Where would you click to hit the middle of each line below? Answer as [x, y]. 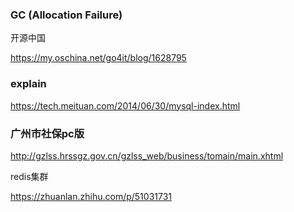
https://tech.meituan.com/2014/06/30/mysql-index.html [125, 105]
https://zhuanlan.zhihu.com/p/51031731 [91, 196]
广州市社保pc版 [47, 133]
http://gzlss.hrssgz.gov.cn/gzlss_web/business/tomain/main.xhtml [147, 155]
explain [28, 84]
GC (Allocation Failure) [66, 15]
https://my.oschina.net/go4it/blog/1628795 [98, 58]
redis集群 [29, 176]
